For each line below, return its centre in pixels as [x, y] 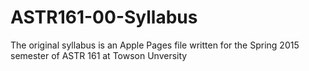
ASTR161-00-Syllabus [104, 17]
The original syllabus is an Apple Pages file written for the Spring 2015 [155, 45]
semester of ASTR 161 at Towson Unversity [99, 55]
